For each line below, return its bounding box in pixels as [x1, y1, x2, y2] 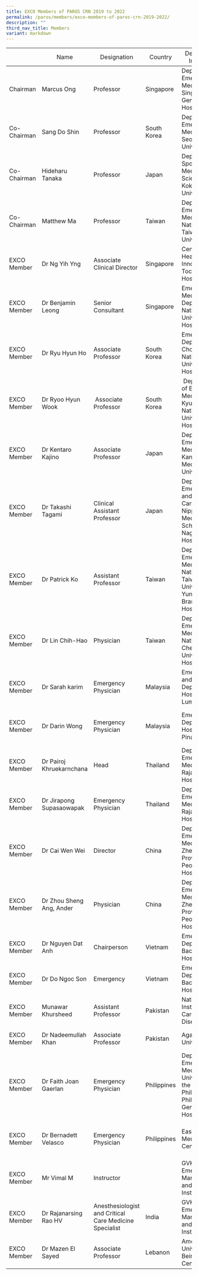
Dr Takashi [41, 503, 72, 511]
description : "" [6, 19, 46, 25]
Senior [93, 299, 112, 307]
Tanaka [41, 175, 62, 183]
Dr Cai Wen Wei [41, 847, 85, 855]
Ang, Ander [41, 904, 74, 912]
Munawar [41, 1003, 68, 1011]
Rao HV [41, 1217, 63, 1225]
